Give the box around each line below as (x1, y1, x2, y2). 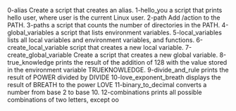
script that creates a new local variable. (69, 44, 185, 51)
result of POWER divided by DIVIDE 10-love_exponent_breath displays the (7, 73, 221, 81)
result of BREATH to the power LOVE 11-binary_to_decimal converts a (7, 81, 207, 89)
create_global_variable (7, 51, 73, 59)
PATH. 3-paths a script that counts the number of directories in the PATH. (7, 21, 221, 29)
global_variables (7, 28, 54, 37)
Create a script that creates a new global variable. (73, 51, 218, 59)
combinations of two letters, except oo (7, 96, 120, 104)
